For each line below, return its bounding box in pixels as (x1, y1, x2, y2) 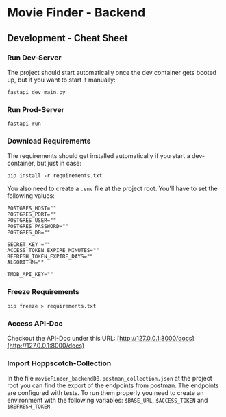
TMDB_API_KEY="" (7, 271, 53, 278)
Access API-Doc (7, 318, 63, 328)
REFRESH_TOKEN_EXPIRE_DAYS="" (7, 253, 94, 260)
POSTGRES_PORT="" (7, 211, 57, 218)
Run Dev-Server (7, 53, 62, 63)
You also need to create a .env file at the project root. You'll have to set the (7, 184, 218, 193)
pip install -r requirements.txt (7, 172, 103, 179)
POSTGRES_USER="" (7, 217, 57, 224)
